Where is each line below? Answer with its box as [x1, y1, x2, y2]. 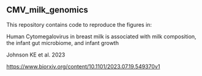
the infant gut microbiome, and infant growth [6, 39, 119, 46]
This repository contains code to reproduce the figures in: [6, 21, 152, 28]
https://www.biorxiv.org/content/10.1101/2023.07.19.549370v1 [6, 63, 160, 70]
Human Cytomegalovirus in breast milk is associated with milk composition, [6, 33, 197, 40]
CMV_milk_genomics [6, 5, 89, 15]
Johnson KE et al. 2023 [6, 51, 65, 58]
